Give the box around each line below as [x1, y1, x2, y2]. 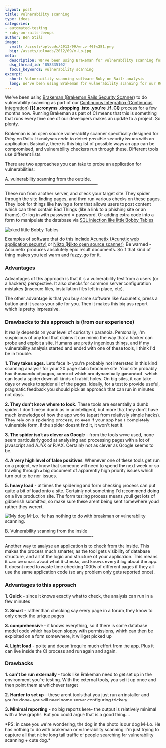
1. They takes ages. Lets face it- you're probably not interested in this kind [5, 360, 157, 366]
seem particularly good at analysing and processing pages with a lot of [5, 437, 150, 443]
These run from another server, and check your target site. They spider [5, 190, 150, 196]
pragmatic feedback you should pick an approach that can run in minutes [5, 386, 154, 392]
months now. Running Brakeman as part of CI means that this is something [5, 110, 157, 116]
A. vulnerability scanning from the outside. [5, 176, 91, 182]
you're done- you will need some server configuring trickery [5, 697, 128, 702]
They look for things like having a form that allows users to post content [5, 201, 151, 207]
